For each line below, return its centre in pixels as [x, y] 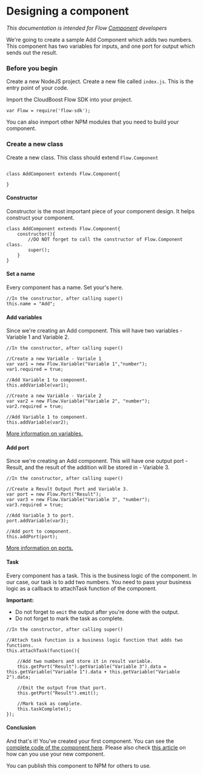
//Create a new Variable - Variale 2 [54, 396]
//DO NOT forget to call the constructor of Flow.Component [105, 239]
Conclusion [21, 728]
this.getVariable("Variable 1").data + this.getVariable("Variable [93, 672]
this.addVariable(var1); [38, 385]
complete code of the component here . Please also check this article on [96, 747]
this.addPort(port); [32, 537]
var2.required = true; [35, 407]
